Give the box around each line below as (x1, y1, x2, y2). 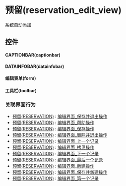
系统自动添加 (5, 22, 31, 28)
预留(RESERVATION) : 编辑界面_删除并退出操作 (12, 132, 108, 138)
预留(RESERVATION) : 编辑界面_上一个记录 (12, 138, 99, 144)
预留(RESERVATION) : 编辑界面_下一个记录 (12, 151, 99, 156)
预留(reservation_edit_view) (5, 4, 122, 16)
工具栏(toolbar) (5, 87, 37, 93)
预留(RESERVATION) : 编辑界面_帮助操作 (12, 120, 95, 125)
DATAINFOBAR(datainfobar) (5, 63, 64, 69)
